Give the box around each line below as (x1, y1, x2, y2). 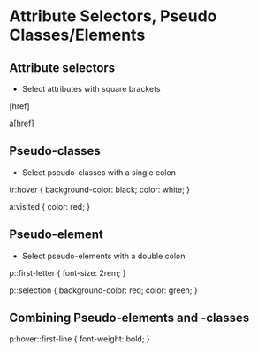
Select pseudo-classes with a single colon (21, 166, 177, 178)
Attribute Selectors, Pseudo (9, 6, 217, 27)
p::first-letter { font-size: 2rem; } (9, 267, 126, 278)
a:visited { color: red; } (9, 201, 91, 211)
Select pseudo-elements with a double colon (21, 250, 186, 261)
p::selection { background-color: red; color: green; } (9, 285, 198, 295)
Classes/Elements (9, 25, 146, 45)
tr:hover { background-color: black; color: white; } (9, 184, 191, 195)
